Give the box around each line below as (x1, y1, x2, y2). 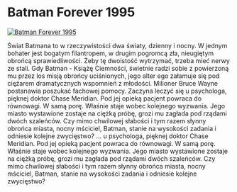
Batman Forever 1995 (7, 4, 136, 21)
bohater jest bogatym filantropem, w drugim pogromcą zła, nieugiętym (7, 49, 214, 57)
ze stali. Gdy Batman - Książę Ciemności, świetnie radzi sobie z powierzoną (7, 64, 229, 72)
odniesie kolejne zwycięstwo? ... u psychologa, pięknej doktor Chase (7, 132, 209, 140)
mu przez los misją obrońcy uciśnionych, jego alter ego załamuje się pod (7, 72, 220, 80)
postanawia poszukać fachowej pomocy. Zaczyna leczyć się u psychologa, (7, 86, 227, 95)
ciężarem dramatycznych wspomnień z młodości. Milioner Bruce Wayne (7, 79, 219, 87)
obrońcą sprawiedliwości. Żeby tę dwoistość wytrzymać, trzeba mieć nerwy (7, 56, 231, 64)
